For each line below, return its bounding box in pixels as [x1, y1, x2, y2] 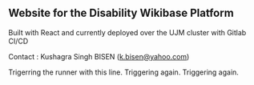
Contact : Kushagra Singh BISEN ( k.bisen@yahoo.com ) [8, 51, 190, 61]
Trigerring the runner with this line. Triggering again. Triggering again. [8, 67, 239, 77]
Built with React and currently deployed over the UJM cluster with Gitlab [8, 27, 247, 37]
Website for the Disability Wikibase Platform [8, 6, 234, 20]
